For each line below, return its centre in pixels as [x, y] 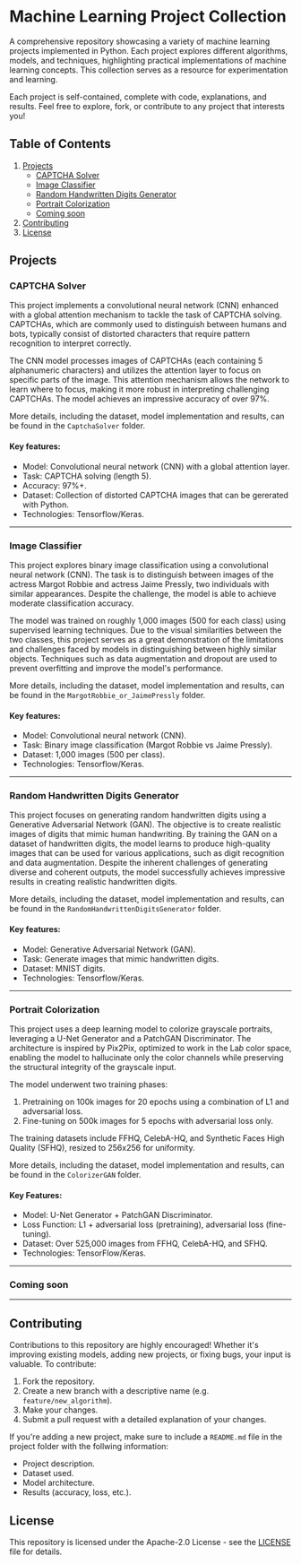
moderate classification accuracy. [72, 603]
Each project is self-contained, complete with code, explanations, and [138, 97]
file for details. [36, 1551]
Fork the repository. [59, 1381]
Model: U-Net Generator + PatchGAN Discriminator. [117, 1215]
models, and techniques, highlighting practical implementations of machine [148, 60]
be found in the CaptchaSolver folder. [77, 426]
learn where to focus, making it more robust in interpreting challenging [139, 389]
